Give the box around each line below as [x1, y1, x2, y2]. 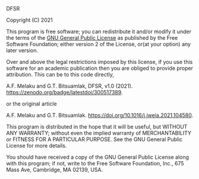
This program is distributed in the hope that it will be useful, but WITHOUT [6, 123, 188, 130]
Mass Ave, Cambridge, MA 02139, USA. [6, 166, 103, 173]
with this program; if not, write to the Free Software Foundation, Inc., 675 [6, 160, 184, 167]
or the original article [6, 100, 58, 107]
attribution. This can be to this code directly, [6, 71, 115, 78]
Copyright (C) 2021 [6, 17, 53, 23]
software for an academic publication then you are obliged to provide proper [6, 65, 194, 72]
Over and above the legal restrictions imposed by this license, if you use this [6, 59, 193, 65]
